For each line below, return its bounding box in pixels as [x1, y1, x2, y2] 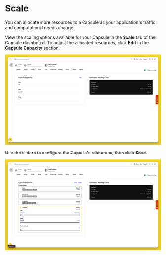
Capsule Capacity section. [5, 45, 60, 51]
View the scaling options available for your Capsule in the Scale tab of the [5, 34, 156, 40]
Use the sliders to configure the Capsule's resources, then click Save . [5, 150, 147, 156]
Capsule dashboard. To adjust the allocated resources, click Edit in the [5, 39, 149, 45]
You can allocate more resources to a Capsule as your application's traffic [5, 19, 156, 25]
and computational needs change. [5, 24, 75, 30]
